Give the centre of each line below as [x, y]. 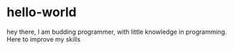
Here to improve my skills [44, 39]
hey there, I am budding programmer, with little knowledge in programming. [117, 32]
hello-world [42, 12]
